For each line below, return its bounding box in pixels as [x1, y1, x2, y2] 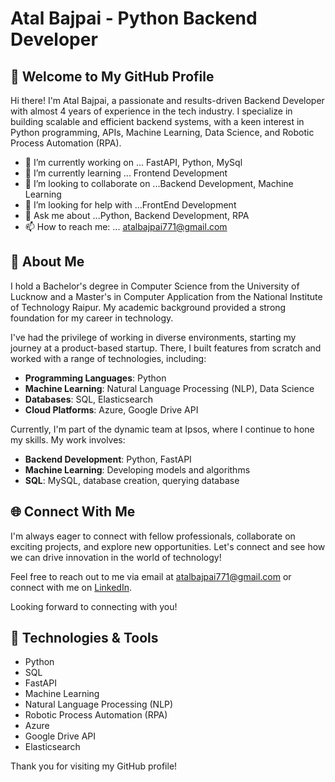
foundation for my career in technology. [10, 312, 174, 324]
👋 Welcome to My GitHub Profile [10, 68, 215, 85]
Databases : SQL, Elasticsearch [24, 393, 153, 405]
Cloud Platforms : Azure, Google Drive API [24, 403, 199, 416]
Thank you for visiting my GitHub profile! [10, 760, 178, 772]
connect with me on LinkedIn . [10, 581, 132, 593]
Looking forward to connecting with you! [10, 600, 178, 612]
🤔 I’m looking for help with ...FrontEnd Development [24, 199, 237, 211]
